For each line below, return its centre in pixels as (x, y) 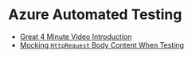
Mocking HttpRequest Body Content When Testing (102, 44)
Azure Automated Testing (95, 15)
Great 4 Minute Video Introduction (76, 37)
